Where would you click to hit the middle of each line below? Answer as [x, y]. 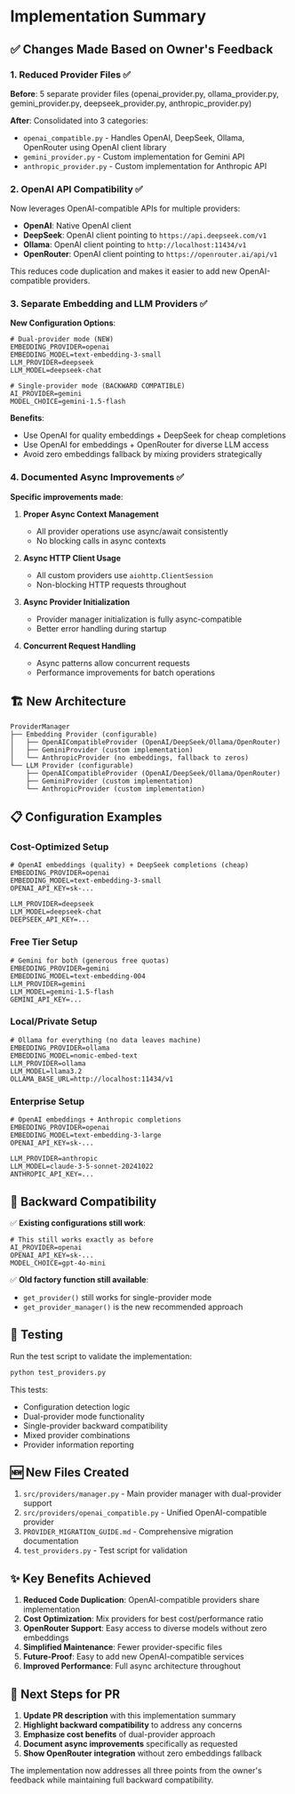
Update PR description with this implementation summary [129, 1716]
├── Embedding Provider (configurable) [84, 734]
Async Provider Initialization [76, 601]
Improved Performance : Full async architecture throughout [132, 1666]
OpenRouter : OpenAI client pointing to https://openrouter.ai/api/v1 [150, 254]
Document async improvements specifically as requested [130, 1744]
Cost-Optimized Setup [60, 847]
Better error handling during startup [101, 628]
